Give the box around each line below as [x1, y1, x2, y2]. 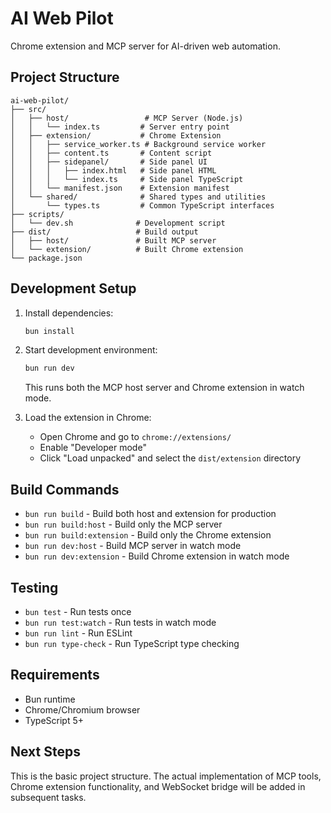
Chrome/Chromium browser [24, 703, 141, 716]
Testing [10, 579, 59, 596]
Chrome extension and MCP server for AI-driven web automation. [10, 40, 281, 52]
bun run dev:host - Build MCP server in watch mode [24, 540, 242, 552]
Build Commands [10, 481, 120, 498]
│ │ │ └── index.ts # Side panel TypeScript [10, 174, 244, 184]
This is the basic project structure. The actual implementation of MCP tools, [10, 770, 322, 782]
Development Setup [10, 280, 137, 297]
